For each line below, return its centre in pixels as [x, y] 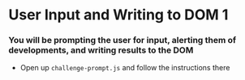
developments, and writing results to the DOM [101, 50]
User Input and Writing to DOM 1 [118, 15]
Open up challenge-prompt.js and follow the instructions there [125, 68]
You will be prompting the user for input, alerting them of [122, 40]
